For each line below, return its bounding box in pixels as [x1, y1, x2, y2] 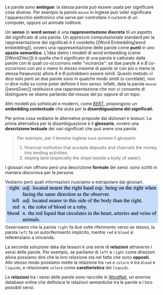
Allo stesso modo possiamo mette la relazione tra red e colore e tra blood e [5, 259, 156, 265]
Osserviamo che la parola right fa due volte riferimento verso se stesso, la [5, 224, 155, 230]
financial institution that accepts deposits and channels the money [24, 145, 157, 150]
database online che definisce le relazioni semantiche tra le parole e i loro [5, 279, 153, 285]
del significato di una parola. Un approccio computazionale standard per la [5, 34, 155, 40]
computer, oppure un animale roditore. [5, 20, 82, 25]
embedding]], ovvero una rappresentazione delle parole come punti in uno [5, 45, 155, 50]
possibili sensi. [5, 284, 35, 290]
